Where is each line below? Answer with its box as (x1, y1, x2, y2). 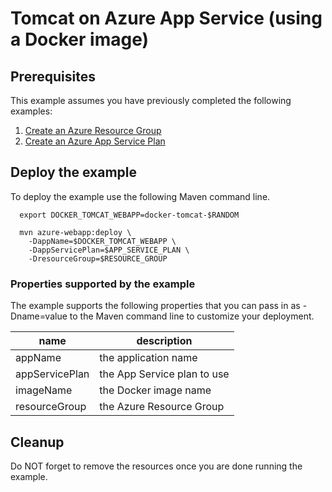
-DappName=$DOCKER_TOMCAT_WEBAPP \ (28, 236, 177, 246)
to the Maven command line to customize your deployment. (69, 310, 315, 322)
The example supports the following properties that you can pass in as (10, 300, 301, 312)
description (136, 334, 193, 348)
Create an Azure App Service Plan (24, 135, 166, 147)
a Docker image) (10, 28, 150, 51)
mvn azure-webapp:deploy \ (19, 227, 132, 237)
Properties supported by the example (10, 277, 196, 291)
